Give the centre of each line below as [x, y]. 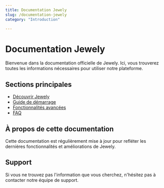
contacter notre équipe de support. [42, 180]
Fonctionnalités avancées [39, 108]
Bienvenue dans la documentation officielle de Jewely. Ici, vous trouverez [82, 63]
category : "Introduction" [32, 19]
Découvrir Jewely [31, 97]
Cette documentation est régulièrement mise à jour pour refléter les [76, 141]
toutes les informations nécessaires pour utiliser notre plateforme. [74, 69]
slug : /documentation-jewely [36, 15]
